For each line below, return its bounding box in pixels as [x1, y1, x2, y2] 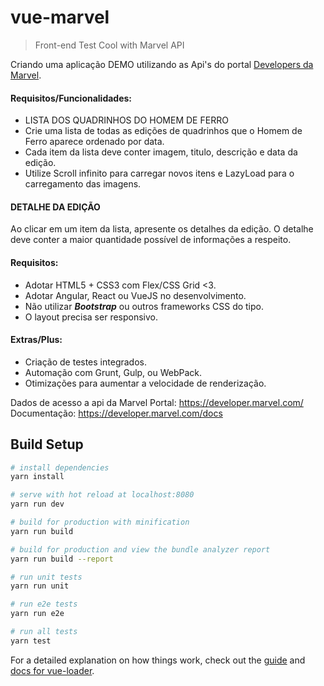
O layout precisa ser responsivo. [24, 311, 159, 323]
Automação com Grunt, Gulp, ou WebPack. [24, 366, 203, 378]
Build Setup [10, 436, 84, 453]
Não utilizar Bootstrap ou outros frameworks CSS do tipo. [24, 300, 265, 312]
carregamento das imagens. [24, 178, 142, 190]
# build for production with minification [10, 517, 190, 528]
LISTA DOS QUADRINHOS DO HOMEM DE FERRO [24, 114, 229, 126]
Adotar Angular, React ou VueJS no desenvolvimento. [24, 289, 247, 301]
